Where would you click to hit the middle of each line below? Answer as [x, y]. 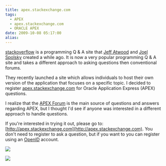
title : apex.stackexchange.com [38, 10]
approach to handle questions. [37, 113]
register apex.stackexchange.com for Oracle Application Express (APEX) [80, 88]
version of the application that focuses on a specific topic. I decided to [78, 82]
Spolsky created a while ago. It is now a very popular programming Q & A [81, 57]
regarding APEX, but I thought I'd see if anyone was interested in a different [83, 108]
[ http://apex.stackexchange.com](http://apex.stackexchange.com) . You [79, 128]
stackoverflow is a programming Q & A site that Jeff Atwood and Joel [76, 52]
